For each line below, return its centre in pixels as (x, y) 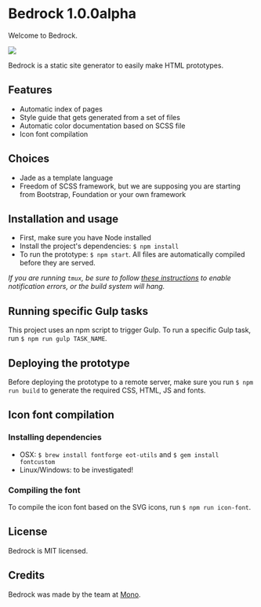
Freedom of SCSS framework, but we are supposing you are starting (130, 186)
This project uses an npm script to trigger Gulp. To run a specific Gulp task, (130, 330)
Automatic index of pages (61, 109)
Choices (29, 159)
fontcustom (37, 462)
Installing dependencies (55, 437)
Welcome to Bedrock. (43, 35)
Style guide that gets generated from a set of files (100, 117)
